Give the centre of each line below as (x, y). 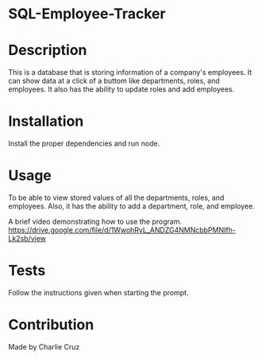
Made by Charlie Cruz (44, 346)
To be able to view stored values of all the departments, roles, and (116, 197)
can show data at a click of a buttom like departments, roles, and (114, 81)
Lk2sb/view (27, 238)
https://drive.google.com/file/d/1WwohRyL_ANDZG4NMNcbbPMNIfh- (122, 230)
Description (48, 51)
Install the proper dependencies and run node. (84, 143)
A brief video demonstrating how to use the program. (95, 221)
